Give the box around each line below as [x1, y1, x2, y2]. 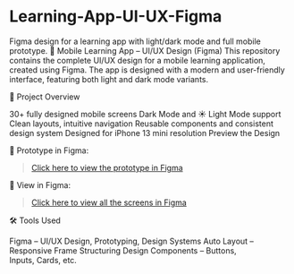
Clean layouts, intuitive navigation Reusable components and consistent [9, 118, 274, 129]
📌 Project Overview [9, 91, 80, 102]
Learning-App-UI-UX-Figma [9, 6, 223, 27]
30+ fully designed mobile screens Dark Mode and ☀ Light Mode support [9, 108, 281, 119]
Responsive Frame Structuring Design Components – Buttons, [9, 244, 237, 256]
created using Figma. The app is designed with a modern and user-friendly [9, 64, 286, 75]
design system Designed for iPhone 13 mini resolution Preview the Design [9, 127, 281, 138]
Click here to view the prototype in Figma [30, 162, 183, 173]
